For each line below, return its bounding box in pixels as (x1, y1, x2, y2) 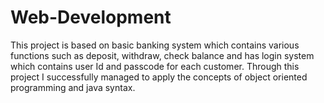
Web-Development (10, 6, 172, 29)
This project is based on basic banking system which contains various (10, 39, 300, 51)
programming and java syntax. (10, 81, 136, 93)
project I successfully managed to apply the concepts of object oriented (10, 71, 308, 83)
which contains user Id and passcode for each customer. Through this (10, 60, 300, 72)
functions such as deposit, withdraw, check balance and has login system (10, 49, 315, 61)
